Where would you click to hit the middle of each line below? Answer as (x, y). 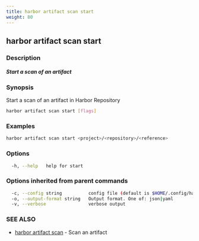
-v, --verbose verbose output (69, 204)
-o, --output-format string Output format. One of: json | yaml (92, 198)
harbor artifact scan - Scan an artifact (61, 232)
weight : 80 (20, 17)
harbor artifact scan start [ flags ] (51, 111)
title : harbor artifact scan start (50, 12)
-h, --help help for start (47, 166)
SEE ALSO (21, 219)
